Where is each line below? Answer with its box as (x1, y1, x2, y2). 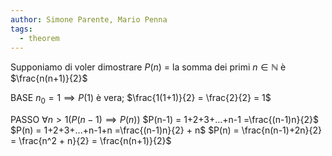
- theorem (19, 33, 60, 43)
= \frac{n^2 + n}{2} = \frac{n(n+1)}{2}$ (10, 135, 172, 147)
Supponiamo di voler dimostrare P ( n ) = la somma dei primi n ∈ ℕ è (10, 61, 287, 73)
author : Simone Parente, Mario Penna (10, 14, 168, 25)
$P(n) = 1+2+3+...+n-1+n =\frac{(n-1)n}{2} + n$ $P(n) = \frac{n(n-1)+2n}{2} (10, 124, 322, 136)
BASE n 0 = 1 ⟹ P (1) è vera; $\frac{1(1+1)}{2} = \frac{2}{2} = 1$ (10, 92, 272, 106)
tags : (10, 24, 33, 34)
